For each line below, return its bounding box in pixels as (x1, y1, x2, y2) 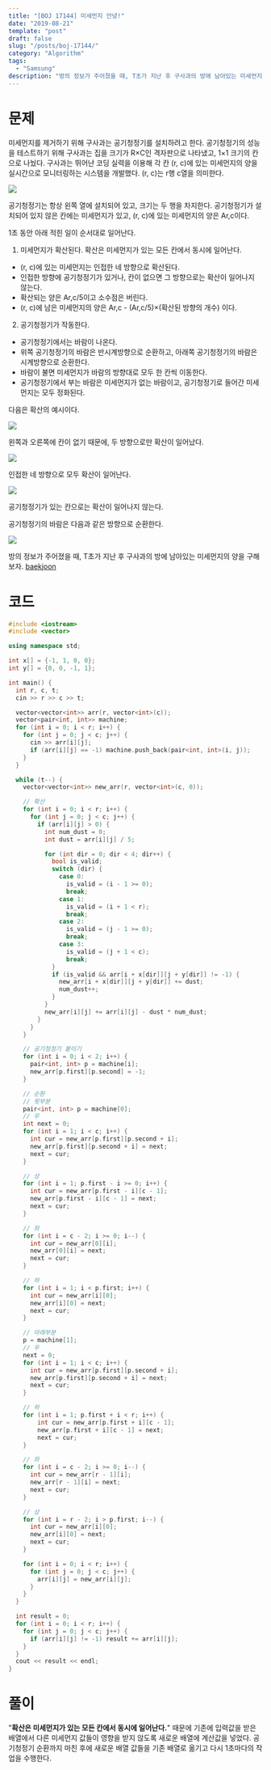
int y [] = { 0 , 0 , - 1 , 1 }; (8, 664, 96, 672)
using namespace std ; (8, 642, 81, 650)
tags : (8, 57, 27, 66)
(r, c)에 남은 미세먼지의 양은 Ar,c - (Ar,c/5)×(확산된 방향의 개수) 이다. (19, 303, 237, 312)
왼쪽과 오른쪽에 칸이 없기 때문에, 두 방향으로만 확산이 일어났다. (8, 437, 204, 447)
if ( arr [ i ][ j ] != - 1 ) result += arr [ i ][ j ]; (29, 1635, 179, 1643)
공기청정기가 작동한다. (19, 320, 90, 329)
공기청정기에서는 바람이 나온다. (19, 337, 119, 346)
